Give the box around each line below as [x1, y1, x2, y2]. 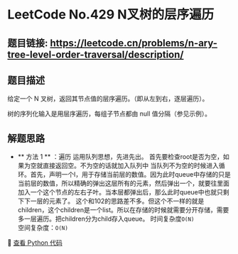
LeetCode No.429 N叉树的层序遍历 [7, 6, 215, 23]
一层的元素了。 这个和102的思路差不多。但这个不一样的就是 [30, 197, 205, 206]
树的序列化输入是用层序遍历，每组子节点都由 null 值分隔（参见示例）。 [7, 109, 212, 118]
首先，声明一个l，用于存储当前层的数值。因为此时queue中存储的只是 [30, 170, 231, 179]
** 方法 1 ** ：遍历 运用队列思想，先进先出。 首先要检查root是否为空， [17, 153, 224, 161]
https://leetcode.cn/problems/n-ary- [50, 37, 218, 49]
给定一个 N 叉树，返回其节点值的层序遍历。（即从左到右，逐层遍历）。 [7, 94, 209, 103]
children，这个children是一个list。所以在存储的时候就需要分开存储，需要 [17, 206, 229, 214]
